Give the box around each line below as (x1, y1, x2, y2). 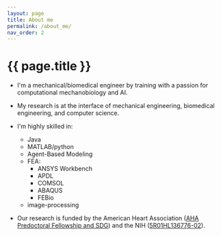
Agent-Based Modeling (27, 150, 93, 158)
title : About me (7, 16, 53, 23)
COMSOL (37, 179, 64, 187)
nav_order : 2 (7, 29, 44, 36)
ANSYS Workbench (37, 165, 92, 173)
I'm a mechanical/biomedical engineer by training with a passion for (16, 81, 209, 90)
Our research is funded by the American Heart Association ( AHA (16, 214, 199, 222)
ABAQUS (37, 186, 63, 195)
